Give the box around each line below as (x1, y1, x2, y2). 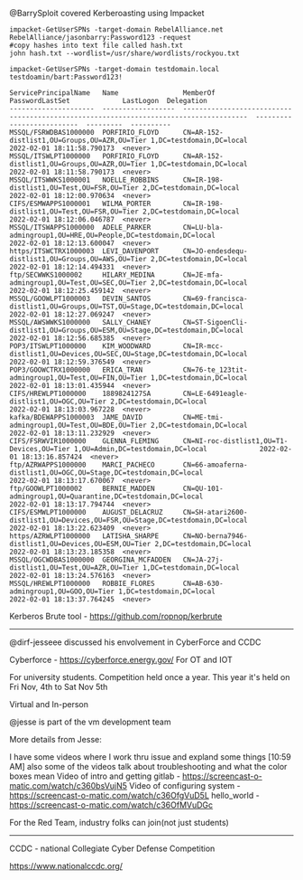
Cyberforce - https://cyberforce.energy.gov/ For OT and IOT (9, 655, 233, 665)
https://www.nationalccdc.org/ (9, 861, 124, 871)
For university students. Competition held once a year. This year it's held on (9, 672, 290, 682)
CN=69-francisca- (182, 294, 248, 303)
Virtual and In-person (9, 699, 88, 709)
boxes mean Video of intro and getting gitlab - (9, 771, 180, 781)
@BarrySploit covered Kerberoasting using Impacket (9, 8, 205, 18)
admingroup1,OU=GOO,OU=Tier (9, 587, 115, 596)
